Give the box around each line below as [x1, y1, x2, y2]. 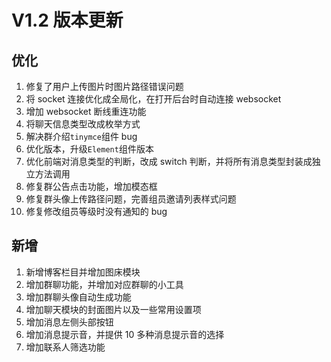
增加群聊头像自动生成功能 [25, 291, 132, 303]
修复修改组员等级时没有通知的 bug [25, 206, 168, 217]
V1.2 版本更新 [11, 9, 124, 32]
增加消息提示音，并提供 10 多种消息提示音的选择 [25, 328, 225, 340]
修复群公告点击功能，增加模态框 [25, 181, 158, 192]
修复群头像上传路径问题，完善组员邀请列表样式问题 [25, 193, 237, 205]
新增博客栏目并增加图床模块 [25, 266, 141, 278]
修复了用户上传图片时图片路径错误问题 [25, 81, 184, 92]
